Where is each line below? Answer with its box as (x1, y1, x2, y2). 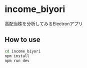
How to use (4, 35, 40, 44)
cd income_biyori (4, 48, 41, 53)
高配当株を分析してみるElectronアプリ (4, 20, 83, 26)
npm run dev (4, 58, 29, 63)
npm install (4, 53, 29, 58)
